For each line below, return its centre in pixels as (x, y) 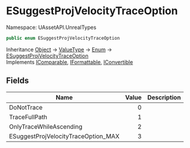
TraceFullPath (28, 117)
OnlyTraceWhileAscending (46, 127)
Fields (18, 81)
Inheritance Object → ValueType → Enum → (59, 49)
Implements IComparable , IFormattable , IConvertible (70, 62)
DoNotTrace (26, 107)
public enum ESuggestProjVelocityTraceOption (63, 38)
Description (164, 97)
